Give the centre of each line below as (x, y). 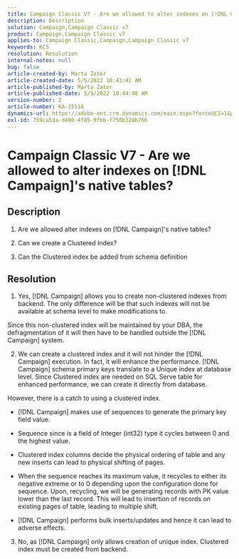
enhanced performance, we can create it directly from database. (112, 384)
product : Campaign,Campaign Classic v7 (67, 34)
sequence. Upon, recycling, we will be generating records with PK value (123, 491)
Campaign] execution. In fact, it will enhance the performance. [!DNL (118, 361)
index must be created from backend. (73, 549)
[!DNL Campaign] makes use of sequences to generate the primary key (122, 412)
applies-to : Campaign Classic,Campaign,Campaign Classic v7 (99, 41)
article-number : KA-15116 (46, 107)
